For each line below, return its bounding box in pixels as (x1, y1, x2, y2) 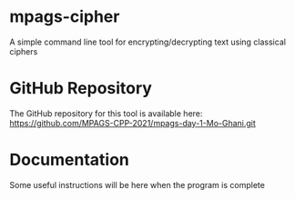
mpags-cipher (9, 6, 120, 27)
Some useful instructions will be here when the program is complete (9, 179, 266, 190)
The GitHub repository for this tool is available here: (9, 107, 203, 119)
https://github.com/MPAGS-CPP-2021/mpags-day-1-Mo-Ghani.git (9, 117, 257, 128)
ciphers (9, 45, 38, 56)
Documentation (9, 150, 130, 170)
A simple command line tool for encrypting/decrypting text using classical (9, 36, 287, 47)
